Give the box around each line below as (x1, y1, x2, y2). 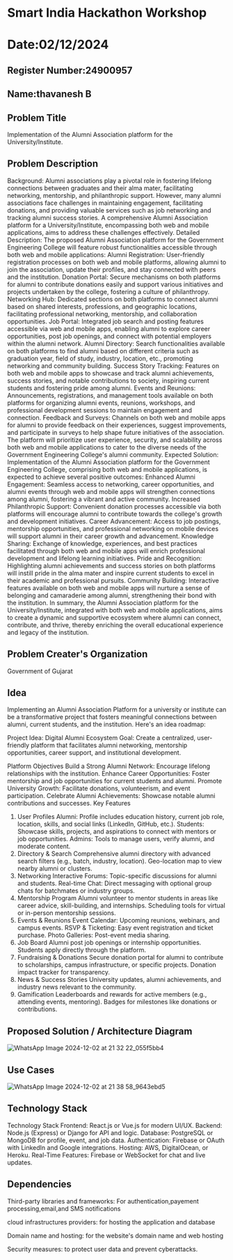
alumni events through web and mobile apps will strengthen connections (7, 487, 216, 495)
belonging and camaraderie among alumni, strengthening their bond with (7, 591, 217, 599)
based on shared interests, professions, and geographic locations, (7, 302, 197, 311)
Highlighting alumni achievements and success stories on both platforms (7, 561, 216, 569)
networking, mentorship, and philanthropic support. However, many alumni (7, 191, 221, 199)
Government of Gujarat (7, 667, 73, 675)
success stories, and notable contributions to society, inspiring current (7, 376, 210, 385)
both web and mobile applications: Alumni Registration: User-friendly (7, 250, 205, 259)
